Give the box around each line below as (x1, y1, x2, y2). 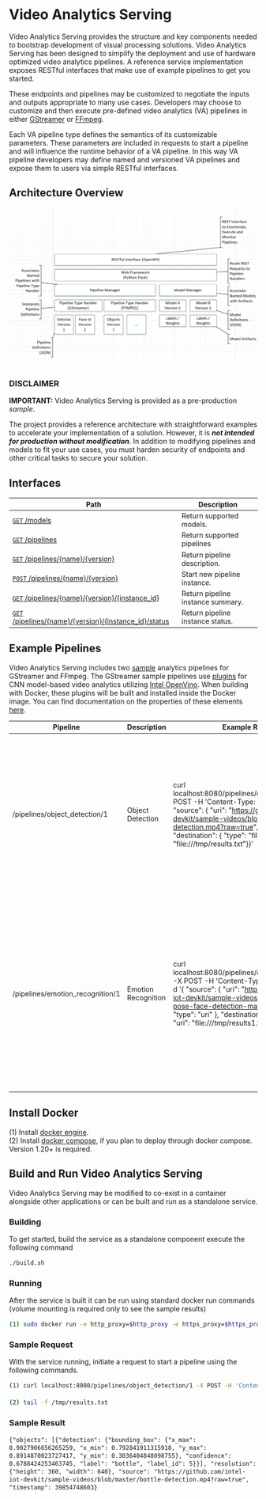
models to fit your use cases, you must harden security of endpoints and (9, 445, 245, 454)
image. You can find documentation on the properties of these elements (9, 696, 243, 706)
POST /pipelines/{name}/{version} (12, 574, 118, 583)
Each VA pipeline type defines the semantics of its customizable (9, 129, 218, 139)
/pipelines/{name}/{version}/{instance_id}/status (12, 617, 170, 626)
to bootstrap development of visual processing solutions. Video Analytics (9, 40, 247, 49)
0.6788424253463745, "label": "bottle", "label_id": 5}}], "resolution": (9, 1460, 257, 1468)
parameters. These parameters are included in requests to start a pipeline (9, 138, 249, 147)
